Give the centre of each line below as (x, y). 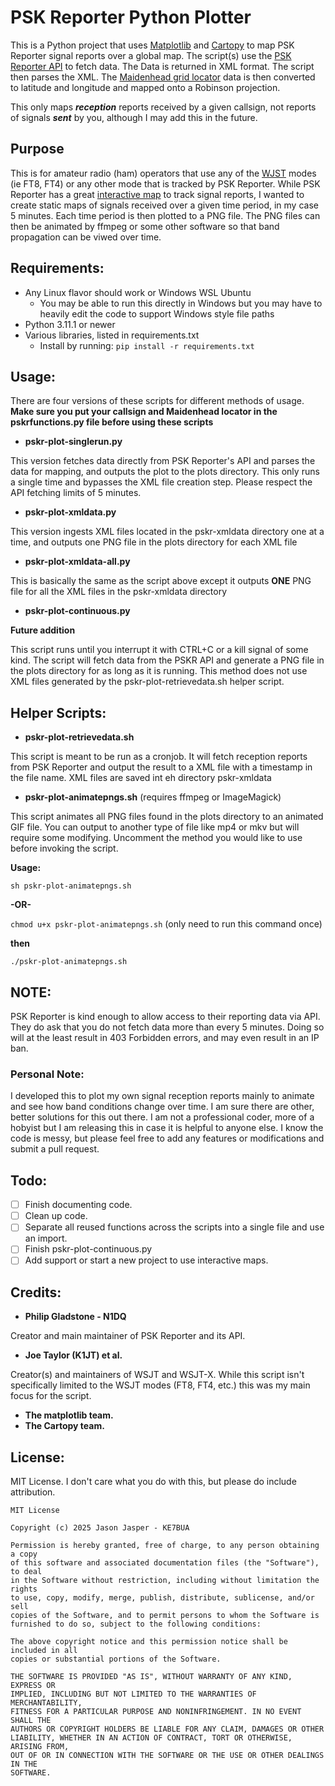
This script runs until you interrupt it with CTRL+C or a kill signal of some (159, 650)
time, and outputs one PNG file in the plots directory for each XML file (154, 542)
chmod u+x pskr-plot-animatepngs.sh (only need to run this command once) (166, 924)
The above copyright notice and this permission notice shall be (149, 1642)
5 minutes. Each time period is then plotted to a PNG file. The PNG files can (165, 215)
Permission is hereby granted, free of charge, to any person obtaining (165, 1546)
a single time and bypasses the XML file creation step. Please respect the (161, 482)
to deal (26, 1572)
